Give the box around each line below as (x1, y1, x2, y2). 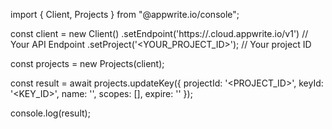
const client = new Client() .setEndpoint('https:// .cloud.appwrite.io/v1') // (10, 28, 309, 39)
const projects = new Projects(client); (10, 58, 165, 69)
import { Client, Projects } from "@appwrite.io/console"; (10, 9, 240, 20)
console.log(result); (10, 107, 91, 119)
